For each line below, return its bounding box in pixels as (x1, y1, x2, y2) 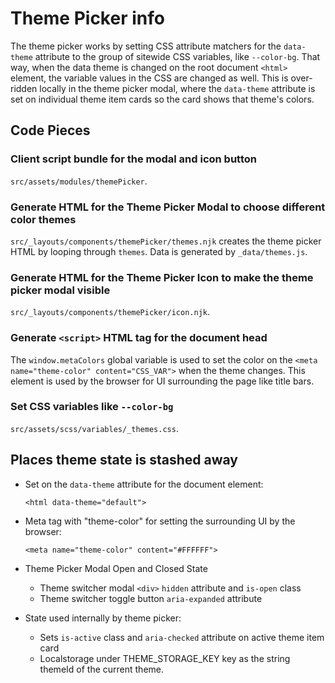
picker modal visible (10, 283, 111, 297)
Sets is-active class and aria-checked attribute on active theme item (39, 631, 325, 643)
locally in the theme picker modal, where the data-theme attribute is (39, 82, 316, 94)
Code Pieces (10, 122, 91, 139)
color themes (10, 212, 77, 226)
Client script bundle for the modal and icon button (10, 152, 257, 166)
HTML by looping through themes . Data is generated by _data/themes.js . (10, 245, 308, 257)
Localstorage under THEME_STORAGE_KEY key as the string (39, 652, 291, 664)
